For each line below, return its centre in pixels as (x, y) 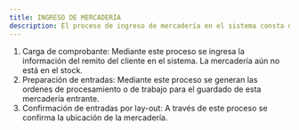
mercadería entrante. (61, 98)
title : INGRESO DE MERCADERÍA (65, 17)
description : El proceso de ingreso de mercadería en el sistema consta (147, 26)
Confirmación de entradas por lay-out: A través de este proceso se (145, 108)
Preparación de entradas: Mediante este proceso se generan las (140, 79)
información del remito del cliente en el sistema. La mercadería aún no (151, 61)
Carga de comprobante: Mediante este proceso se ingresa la (133, 51)
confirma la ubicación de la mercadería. (95, 118)
